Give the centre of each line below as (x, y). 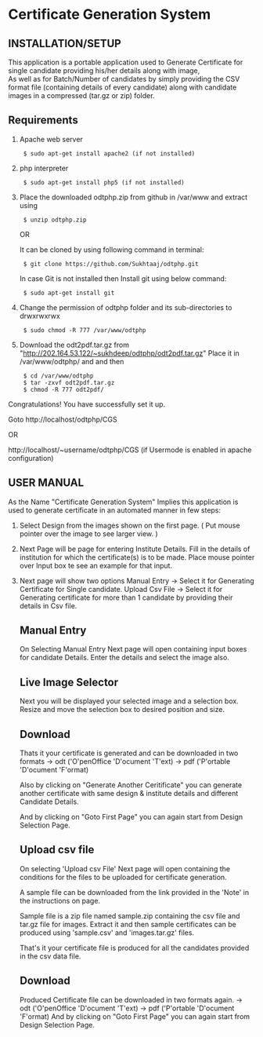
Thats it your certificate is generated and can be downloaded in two (129, 753)
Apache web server (51, 139)
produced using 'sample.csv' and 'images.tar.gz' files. (106, 933)
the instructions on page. (59, 900)
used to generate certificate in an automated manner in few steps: (115, 510)
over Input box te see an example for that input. (96, 565)
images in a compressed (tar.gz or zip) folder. (81, 95)
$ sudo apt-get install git (69, 293)
